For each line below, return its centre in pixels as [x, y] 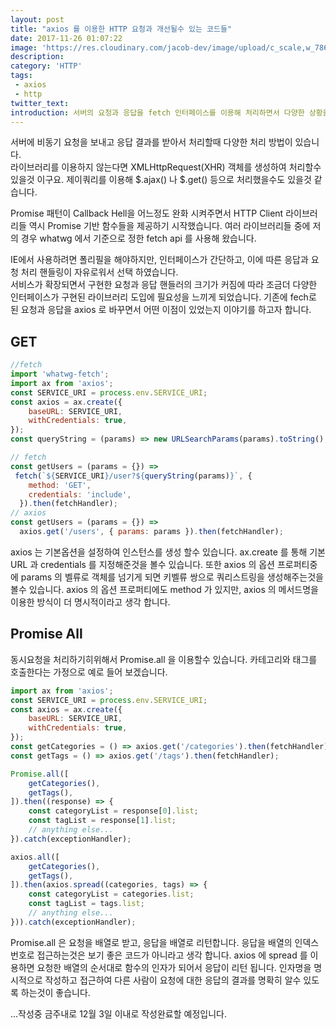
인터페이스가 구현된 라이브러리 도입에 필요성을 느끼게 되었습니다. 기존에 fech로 [163, 297]
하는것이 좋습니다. [55, 992]
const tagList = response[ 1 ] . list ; [102, 821]
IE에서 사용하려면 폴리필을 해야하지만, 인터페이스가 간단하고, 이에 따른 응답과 [159, 260]
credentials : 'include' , [80, 494]
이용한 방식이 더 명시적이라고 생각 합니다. [90, 602]
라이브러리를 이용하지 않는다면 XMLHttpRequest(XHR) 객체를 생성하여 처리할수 [166, 167]
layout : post [37, 19]
